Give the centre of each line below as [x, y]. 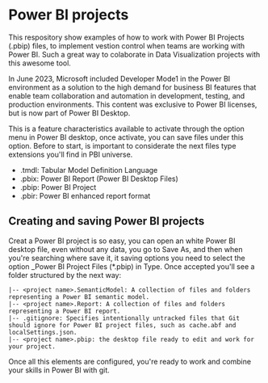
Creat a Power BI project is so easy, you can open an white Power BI [122, 241]
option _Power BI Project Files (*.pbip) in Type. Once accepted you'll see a [132, 266]
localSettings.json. [43, 332]
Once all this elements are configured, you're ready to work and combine [130, 361]
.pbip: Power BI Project [58, 187]
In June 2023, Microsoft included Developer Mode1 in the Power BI [119, 78]
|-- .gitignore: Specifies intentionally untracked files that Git [124, 318]
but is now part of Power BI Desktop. [69, 113]
